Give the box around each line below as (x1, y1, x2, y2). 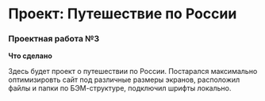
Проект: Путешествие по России (8, 5, 237, 23)
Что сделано (8, 51, 53, 60)
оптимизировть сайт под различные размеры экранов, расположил (8, 75, 240, 84)
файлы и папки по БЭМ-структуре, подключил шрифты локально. (8, 84, 232, 93)
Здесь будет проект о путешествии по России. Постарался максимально (8, 67, 258, 76)
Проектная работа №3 (8, 33, 100, 45)
